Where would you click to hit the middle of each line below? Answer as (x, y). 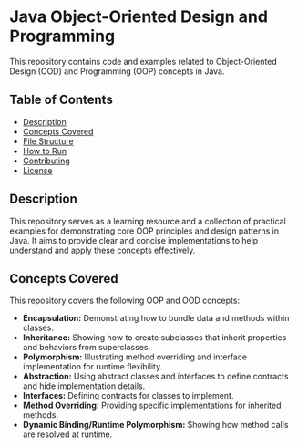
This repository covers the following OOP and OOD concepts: (124, 301)
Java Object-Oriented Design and (139, 17)
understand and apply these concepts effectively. (103, 250)
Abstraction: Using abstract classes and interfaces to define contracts (155, 377)
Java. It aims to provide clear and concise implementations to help (134, 240)
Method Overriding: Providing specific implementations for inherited (152, 405)
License (37, 170)
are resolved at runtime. (67, 434)
